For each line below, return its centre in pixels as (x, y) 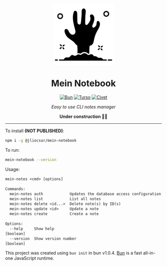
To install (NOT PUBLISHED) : (35, 131)
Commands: (15, 189)
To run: (12, 150)
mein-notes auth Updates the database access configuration (85, 194)
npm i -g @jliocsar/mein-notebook (41, 140)
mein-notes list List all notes (55, 199)
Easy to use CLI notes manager (83, 107)
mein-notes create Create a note (54, 214)
